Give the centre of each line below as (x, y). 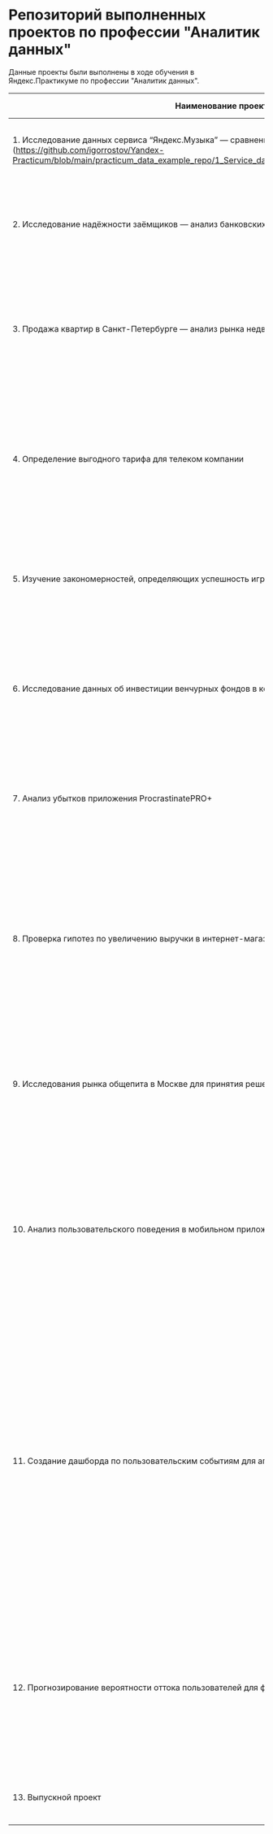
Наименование (206, 106)
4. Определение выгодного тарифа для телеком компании (128, 458)
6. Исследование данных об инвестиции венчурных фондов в (135, 689)
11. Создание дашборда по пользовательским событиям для (134, 1461)
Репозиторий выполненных (107, 15)
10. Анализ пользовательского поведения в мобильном (123, 1229)
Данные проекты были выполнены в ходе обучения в (102, 72)
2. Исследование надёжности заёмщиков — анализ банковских (139, 224)
